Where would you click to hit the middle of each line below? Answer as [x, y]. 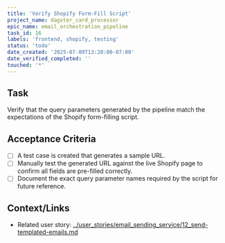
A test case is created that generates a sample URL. [91, 156]
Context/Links [38, 208]
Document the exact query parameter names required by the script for [117, 179]
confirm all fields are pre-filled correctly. [75, 171]
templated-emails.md [47, 232]
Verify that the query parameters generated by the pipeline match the [106, 110]
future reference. [42, 186]
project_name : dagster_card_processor [63, 20]
